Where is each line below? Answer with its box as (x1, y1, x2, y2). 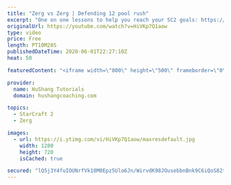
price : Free (7, 36, 41, 42)
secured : (7, 167, 32, 175)
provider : (7, 79, 36, 86)
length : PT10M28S (7, 42, 57, 49)
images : (7, 129, 30, 136)
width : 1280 (19, 142, 54, 149)
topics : (7, 104, 30, 112)
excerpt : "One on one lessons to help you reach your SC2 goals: (7, 16, 198, 23)
